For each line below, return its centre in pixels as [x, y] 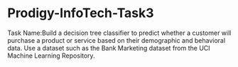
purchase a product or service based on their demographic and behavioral [117, 40]
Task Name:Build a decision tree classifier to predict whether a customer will [119, 33]
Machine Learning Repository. [51, 56]
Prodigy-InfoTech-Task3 [81, 13]
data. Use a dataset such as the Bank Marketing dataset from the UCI [109, 48]
